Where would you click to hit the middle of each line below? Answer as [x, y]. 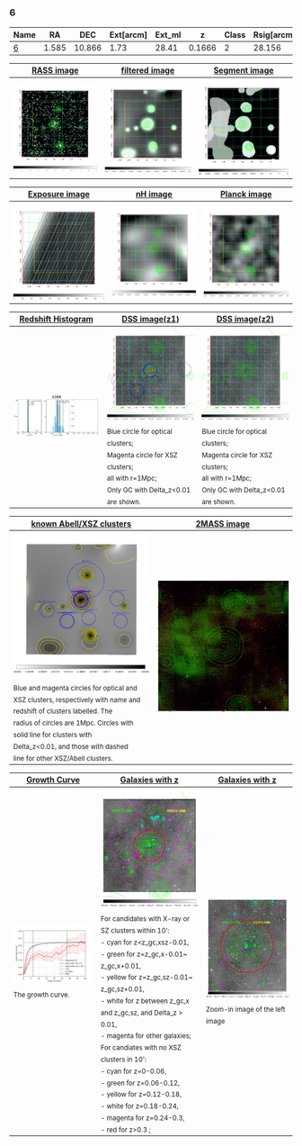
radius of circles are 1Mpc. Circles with [73, 723]
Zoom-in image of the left [245, 1009]
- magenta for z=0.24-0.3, [142, 1118]
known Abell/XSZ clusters [81, 523]
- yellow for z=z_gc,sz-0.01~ [147, 978]
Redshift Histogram [57, 319]
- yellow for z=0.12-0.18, [141, 1095]
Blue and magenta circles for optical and [75, 688]
